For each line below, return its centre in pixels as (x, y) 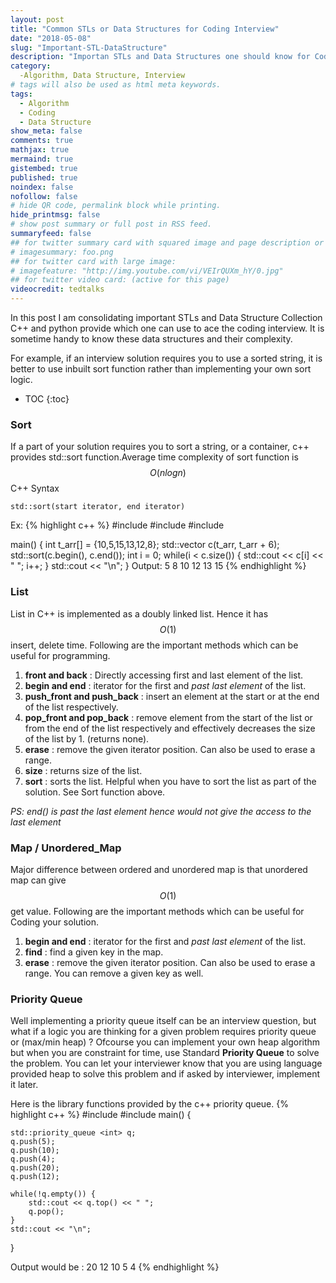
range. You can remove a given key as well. (114, 973)
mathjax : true (40, 150)
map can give (38, 880)
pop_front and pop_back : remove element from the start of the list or (168, 717)
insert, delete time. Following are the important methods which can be (154, 645)
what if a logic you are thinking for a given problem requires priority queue (163, 1032)
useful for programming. (60, 655)
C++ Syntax (35, 488)
